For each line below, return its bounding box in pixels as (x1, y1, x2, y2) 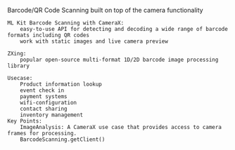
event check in (20, 87, 65, 94)
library (7, 62, 30, 69)
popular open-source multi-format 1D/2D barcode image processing (20, 56, 219, 63)
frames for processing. (7, 130, 77, 137)
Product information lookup (20, 81, 102, 88)
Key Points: (7, 118, 42, 125)
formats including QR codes (7, 32, 90, 39)
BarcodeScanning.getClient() (20, 136, 106, 143)
